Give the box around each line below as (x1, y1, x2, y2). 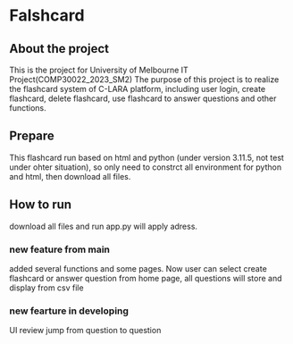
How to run (9, 197, 72, 213)
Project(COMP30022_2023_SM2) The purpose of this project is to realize (9, 74, 280, 85)
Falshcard (9, 5, 85, 26)
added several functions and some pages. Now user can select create (9, 263, 268, 273)
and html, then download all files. (9, 171, 131, 181)
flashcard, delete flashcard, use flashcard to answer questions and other (9, 93, 277, 104)
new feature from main (9, 243, 110, 256)
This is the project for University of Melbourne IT (9, 64, 189, 75)
